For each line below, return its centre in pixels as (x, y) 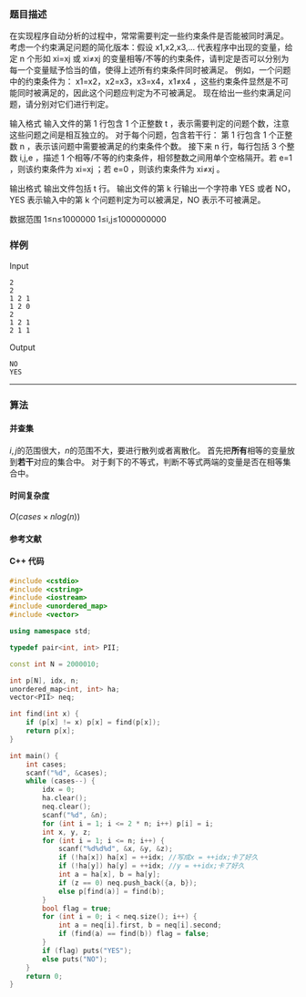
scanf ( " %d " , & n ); (75, 815)
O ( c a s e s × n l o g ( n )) (45, 516)
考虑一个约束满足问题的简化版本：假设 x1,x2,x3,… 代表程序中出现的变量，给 (151, 47)
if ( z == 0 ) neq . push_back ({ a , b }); (127, 883)
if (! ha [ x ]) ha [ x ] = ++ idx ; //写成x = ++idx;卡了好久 (158, 858)
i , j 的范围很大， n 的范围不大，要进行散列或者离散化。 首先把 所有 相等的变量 (148, 450)
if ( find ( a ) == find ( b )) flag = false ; (133, 934)
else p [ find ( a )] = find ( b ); (112, 891)
